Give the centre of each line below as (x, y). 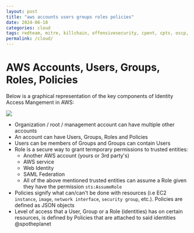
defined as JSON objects (44, 205)
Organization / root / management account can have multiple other (94, 124)
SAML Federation (44, 174)
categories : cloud (28, 28)
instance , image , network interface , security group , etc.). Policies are (98, 199)
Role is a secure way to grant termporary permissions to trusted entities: (101, 149)
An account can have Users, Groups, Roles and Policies (81, 137)
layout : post (22, 11)
